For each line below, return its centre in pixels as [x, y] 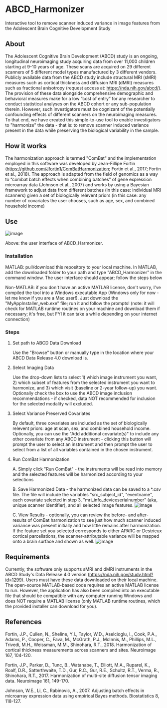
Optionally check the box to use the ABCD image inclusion [72, 393]
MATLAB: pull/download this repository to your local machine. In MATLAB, [81, 267]
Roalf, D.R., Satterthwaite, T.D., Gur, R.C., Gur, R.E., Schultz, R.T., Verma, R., [82, 670]
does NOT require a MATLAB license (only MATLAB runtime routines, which [83, 601]
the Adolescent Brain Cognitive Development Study [58, 28]
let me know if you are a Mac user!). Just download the [62, 298]
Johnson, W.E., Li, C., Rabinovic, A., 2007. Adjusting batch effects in [75, 691]
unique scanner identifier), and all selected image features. [73, 505]
